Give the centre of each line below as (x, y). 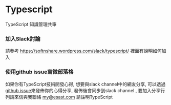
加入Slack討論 (23, 38)
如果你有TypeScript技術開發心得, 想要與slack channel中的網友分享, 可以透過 (85, 84)
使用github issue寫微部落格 (39, 72)
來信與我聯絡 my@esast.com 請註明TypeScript (63, 97)
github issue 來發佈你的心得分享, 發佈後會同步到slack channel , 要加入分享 (83, 90)
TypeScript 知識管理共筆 (31, 24)
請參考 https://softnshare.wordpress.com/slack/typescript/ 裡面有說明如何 (84, 51)
